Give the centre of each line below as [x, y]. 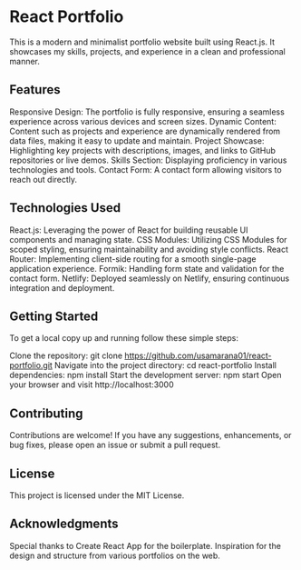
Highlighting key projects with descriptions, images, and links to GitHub [143, 150]
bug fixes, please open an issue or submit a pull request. [115, 445]
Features [35, 90]
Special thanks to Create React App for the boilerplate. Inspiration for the [145, 545]
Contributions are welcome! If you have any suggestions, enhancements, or [150, 435]
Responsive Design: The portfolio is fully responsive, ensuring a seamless [147, 112]
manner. [25, 61]
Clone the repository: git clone [66, 355]
